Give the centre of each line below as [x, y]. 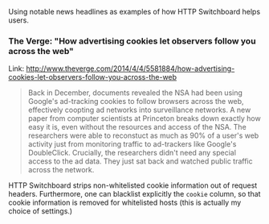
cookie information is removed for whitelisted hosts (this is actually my [125, 203]
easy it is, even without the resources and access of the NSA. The [137, 127]
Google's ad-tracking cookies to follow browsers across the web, [136, 102]
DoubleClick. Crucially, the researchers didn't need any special [132, 153]
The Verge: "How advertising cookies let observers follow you [132, 41]
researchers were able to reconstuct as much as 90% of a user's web [143, 135]
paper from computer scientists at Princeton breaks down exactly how [144, 118]
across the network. [61, 170]
